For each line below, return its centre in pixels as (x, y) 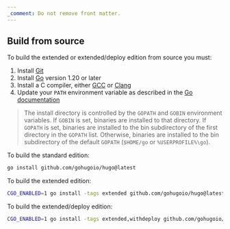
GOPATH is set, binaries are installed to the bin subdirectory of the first (120, 128)
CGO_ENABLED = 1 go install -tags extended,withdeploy (84, 219)
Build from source (46, 41)
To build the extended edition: (49, 181)
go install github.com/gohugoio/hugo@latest (72, 168)
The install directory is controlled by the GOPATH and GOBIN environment (123, 113)
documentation (38, 100)
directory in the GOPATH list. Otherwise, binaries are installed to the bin (122, 135)
